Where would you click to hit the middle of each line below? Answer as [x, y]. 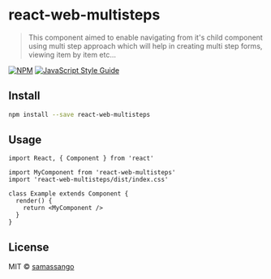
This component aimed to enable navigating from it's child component [146, 37]
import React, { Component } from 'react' [81, 159]
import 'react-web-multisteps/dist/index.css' [88, 180]
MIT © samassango [41, 267]
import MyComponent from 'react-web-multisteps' [92, 173]
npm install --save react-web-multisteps [80, 114]
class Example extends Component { [69, 194]
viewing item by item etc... [72, 54]
